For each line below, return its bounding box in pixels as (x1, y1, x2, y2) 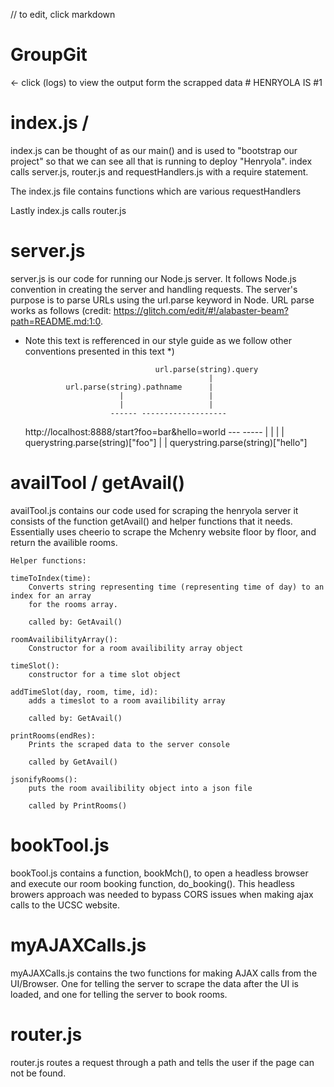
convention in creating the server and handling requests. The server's (10, 283, 298, 295)
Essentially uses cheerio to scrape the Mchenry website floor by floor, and (10, 525, 317, 538)
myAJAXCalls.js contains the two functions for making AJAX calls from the (10, 967, 318, 979)
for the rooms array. (28, 599, 118, 609)
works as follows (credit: (10, 304, 112, 316)
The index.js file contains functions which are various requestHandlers (10, 185, 302, 197)
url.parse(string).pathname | (65, 382, 214, 392)
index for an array (10, 590, 92, 601)
